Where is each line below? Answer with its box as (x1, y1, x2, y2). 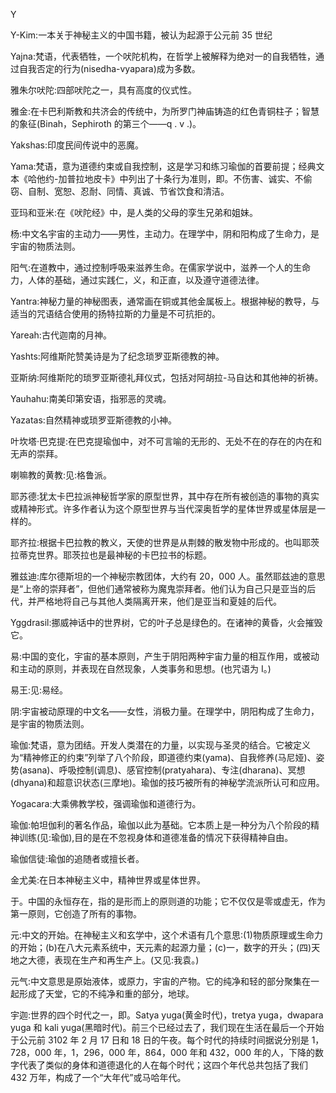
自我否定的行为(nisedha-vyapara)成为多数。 (18, 63, 201, 74)
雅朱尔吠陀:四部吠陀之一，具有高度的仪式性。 (10, 84, 198, 96)
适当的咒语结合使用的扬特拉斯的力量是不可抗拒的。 (10, 308, 221, 319)
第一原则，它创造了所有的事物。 (10, 908, 142, 919)
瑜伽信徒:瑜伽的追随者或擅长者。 (10, 853, 145, 864)
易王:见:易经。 (10, 684, 69, 696)
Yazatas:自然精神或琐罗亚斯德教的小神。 (10, 414, 177, 426)
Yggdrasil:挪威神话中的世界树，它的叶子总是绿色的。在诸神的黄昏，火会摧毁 (10, 617, 323, 628)
